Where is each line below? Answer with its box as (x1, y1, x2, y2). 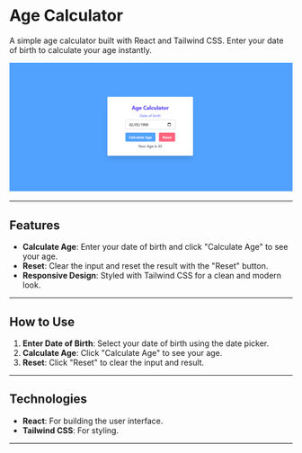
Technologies (9, 392, 88, 407)
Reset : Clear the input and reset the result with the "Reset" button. (22, 261, 269, 271)
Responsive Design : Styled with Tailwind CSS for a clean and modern (22, 271, 281, 281)
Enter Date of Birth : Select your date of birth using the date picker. (22, 338, 270, 349)
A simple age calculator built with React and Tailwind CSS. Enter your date (9, 35, 284, 46)
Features (9, 218, 60, 233)
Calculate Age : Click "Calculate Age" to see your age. (22, 347, 223, 358)
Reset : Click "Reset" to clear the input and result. (22, 357, 205, 368)
